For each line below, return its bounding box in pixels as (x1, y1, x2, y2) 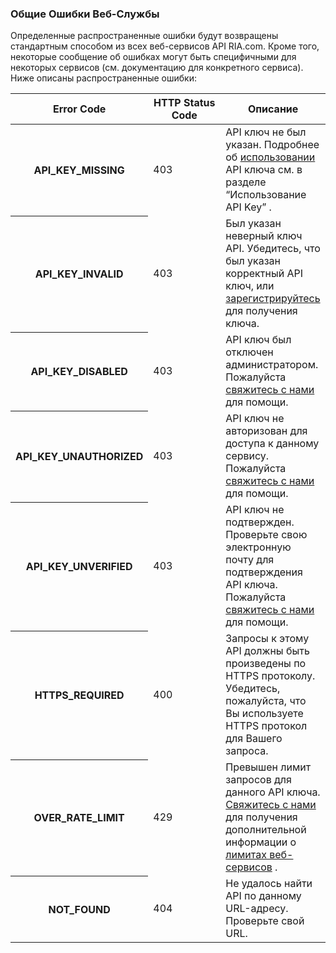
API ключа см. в (225, 163, 303, 177)
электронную (225, 540, 292, 554)
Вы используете (225, 707, 304, 721)
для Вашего (225, 732, 283, 746)
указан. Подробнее (225, 138, 320, 152)
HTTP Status (153, 96, 216, 110)
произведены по (225, 657, 307, 671)
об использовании (225, 150, 316, 164)
